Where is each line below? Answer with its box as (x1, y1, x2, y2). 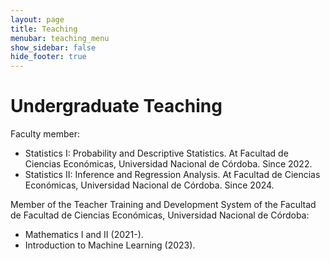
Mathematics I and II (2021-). (24, 229, 144, 241)
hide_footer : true (10, 52, 87, 62)
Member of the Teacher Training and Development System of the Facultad (10, 199, 317, 211)
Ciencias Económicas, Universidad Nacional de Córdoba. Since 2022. (24, 158, 313, 170)
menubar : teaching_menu (10, 33, 110, 43)
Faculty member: (10, 128, 81, 140)
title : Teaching (10, 24, 78, 34)
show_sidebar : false (10, 42, 97, 53)
